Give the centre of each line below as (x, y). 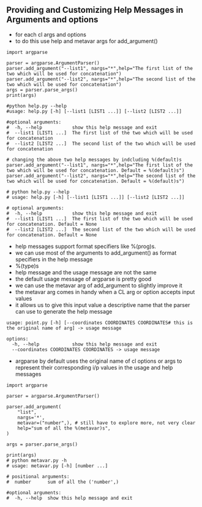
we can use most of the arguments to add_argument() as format (96, 253)
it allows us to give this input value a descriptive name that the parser (103, 305)
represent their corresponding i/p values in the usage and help (94, 367)
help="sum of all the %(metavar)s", (64, 428)
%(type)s (27, 266)
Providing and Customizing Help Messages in (95, 10)
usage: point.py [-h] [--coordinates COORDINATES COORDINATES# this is (99, 323)
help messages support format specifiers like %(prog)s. (85, 246)
